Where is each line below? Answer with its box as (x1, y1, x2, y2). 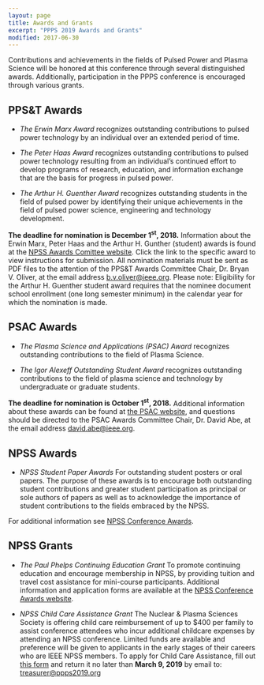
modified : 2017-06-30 (8, 33, 80, 42)
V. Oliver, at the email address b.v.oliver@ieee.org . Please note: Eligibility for (8, 272, 255, 281)
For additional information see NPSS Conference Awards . (8, 517, 195, 525)
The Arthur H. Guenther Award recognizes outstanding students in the (19, 189, 247, 198)
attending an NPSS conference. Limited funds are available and (19, 634, 225, 644)
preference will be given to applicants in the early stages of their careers (19, 642, 256, 652)
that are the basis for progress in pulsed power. (19, 173, 173, 183)
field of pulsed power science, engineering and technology (19, 205, 211, 215)
